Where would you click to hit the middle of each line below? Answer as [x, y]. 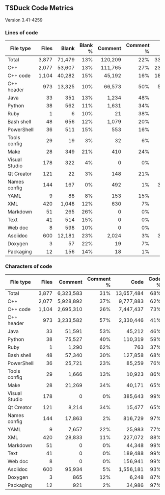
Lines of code [22, 32]
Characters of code [29, 266]
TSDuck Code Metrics [39, 8]
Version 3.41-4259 [24, 20]
